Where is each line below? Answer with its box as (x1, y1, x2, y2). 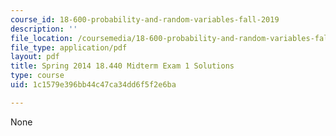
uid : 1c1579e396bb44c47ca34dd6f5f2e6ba (10, 80, 177, 90)
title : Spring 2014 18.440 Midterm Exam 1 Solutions (10, 61, 235, 71)
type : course (10, 71, 65, 81)
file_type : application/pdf (10, 42, 128, 53)
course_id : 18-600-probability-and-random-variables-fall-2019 (10, 14, 280, 25)
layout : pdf (10, 52, 60, 62)
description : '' (10, 24, 78, 34)
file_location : (10, 33, 74, 43)
